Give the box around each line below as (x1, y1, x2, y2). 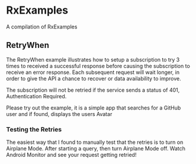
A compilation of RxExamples (6, 23, 78, 30)
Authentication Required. (6, 92, 67, 99)
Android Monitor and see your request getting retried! (6, 152, 137, 159)
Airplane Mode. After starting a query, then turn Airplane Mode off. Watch (6, 145, 185, 152)
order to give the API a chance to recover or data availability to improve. (6, 75, 182, 82)
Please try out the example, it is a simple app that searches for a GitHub (6, 104, 181, 111)
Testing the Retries (6, 125, 62, 133)
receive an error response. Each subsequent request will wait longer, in (6, 69, 179, 76)
